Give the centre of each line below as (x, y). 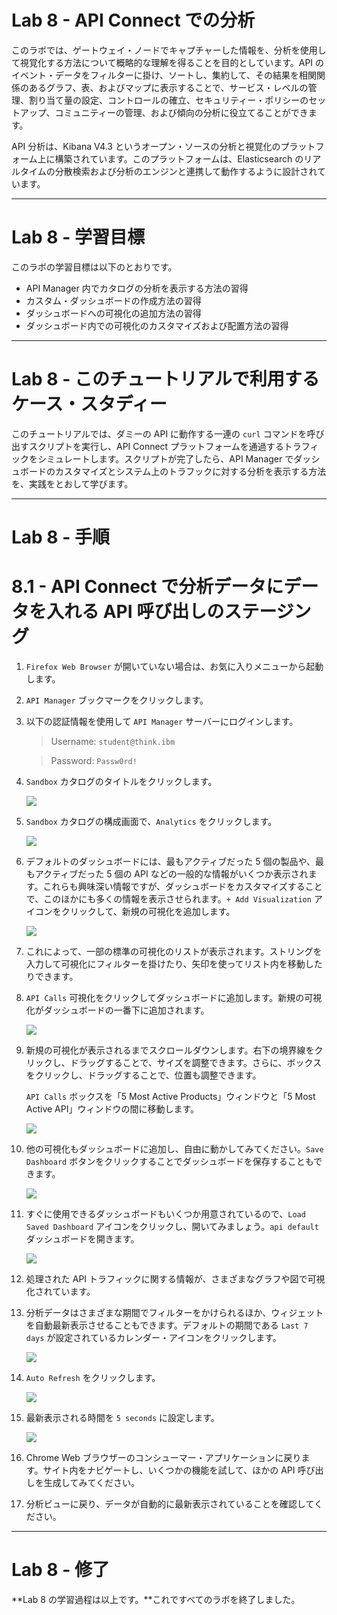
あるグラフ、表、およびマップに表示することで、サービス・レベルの (168, 87)
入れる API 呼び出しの (135, 612)
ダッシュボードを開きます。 (82, 1238)
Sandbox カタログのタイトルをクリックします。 (121, 781)
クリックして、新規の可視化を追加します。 (148, 911)
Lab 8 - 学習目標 (78, 237)
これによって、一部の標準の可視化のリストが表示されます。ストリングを (174, 951)
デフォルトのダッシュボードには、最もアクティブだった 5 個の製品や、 (170, 861)
